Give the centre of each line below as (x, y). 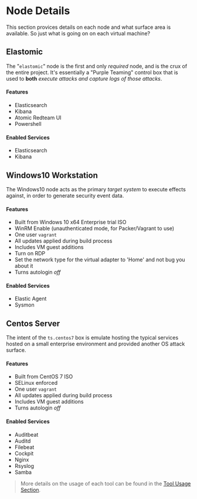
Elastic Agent (30, 299)
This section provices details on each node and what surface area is (89, 27)
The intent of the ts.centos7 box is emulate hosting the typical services (92, 338)
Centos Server (33, 323)
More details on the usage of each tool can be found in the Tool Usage (106, 483)
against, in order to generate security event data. (65, 195)
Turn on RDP (30, 254)
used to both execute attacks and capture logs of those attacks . (84, 78)
